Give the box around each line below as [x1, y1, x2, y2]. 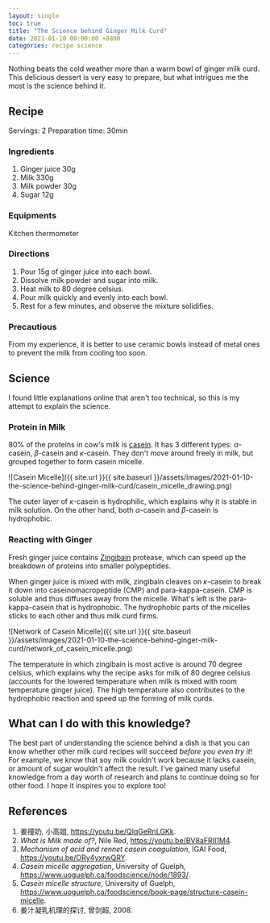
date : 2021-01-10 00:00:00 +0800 [8, 34, 121, 43]
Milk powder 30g [19, 181, 77, 191]
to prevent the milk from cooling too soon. [8, 348, 147, 358]
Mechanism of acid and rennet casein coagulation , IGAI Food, [19, 844, 227, 854]
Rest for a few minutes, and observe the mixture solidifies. [19, 301, 214, 310]
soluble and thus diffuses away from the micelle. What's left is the [8, 593, 227, 603]
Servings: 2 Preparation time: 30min [8, 126, 128, 135]
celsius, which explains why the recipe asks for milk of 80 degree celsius [8, 667, 251, 677]
